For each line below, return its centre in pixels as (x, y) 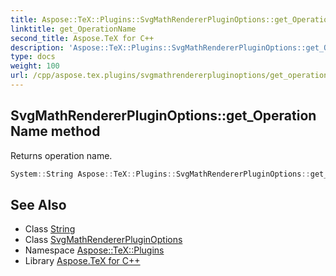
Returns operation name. (61, 155)
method (75, 131)
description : (37, 47)
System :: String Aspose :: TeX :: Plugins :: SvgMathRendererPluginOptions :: (160, 174)
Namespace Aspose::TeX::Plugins (94, 250)
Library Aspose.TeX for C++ (82, 261)
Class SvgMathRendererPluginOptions (103, 240)
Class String (50, 229)
